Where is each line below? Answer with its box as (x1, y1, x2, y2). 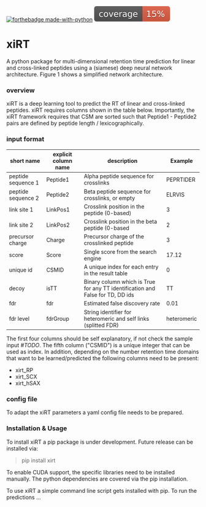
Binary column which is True (83, 278, 156, 286)
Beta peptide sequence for (83, 187, 151, 195)
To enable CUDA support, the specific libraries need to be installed (6, 468, 175, 476)
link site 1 (9, 206, 34, 213)
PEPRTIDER (166, 176, 196, 183)
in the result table (83, 269, 128, 277)
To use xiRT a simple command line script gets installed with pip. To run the (6, 487, 197, 494)
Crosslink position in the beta (83, 218, 158, 226)
